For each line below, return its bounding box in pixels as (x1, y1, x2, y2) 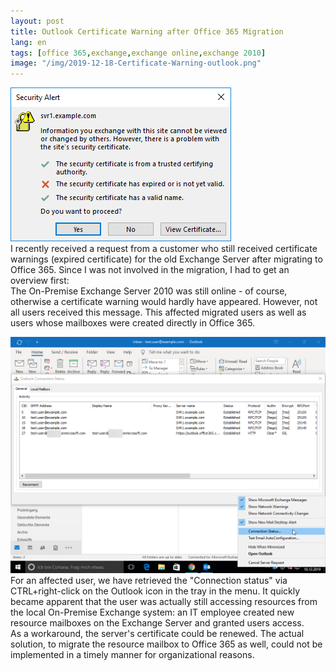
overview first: (10, 275, 70, 287)
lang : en (10, 37, 47, 47)
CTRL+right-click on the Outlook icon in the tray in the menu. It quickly (10, 585, 301, 597)
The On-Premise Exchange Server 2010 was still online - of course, (10, 285, 288, 297)
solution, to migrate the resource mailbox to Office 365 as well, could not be (10, 638, 323, 650)
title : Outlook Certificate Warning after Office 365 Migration (10, 26, 284, 37)
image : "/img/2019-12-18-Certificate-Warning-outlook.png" (10, 58, 262, 69)
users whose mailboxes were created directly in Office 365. (10, 317, 256, 329)
